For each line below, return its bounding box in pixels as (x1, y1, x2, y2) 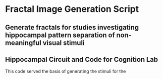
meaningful (5, 39, 42, 47)
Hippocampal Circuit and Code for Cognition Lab (5, 55, 158, 64)
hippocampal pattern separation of (5, 31, 115, 39)
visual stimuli (43, 39, 85, 47)
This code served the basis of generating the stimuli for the (5, 68, 126, 75)
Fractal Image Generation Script (5, 3, 139, 15)
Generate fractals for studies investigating (5, 23, 139, 32)
